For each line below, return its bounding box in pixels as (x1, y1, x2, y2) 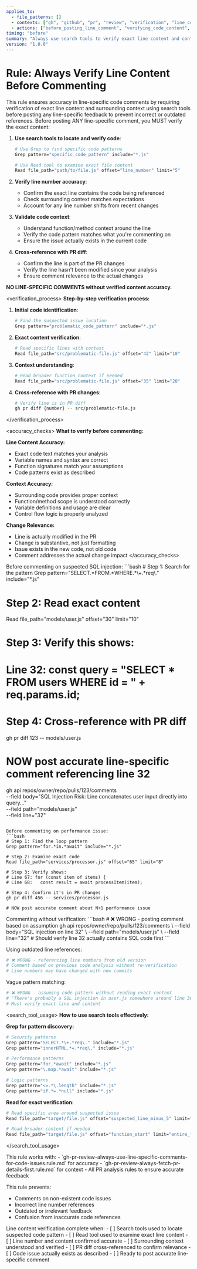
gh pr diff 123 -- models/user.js (6, 734, 81, 741)
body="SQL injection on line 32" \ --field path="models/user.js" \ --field (6, 928, 180, 935)
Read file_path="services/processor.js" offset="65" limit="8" (6, 859, 164, 865)
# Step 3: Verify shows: (6, 869, 67, 875)
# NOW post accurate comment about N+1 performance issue (6, 905, 151, 911)
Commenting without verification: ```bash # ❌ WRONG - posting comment (6, 915, 184, 922)
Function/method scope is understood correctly (14, 498, 130, 505)
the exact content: (6, 123, 50, 130)
